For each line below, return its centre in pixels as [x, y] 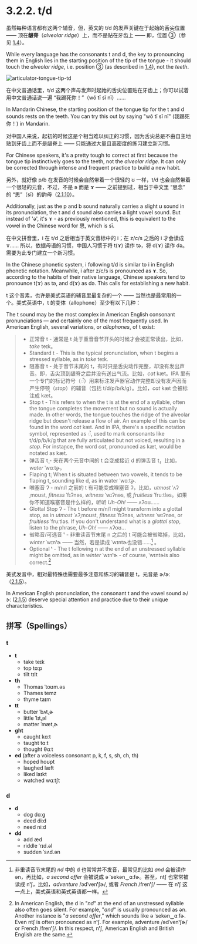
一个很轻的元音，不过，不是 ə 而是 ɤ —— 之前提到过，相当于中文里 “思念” [96, 187]
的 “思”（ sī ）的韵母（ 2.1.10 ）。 [42, 194]
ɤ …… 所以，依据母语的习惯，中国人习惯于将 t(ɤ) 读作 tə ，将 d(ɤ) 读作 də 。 [97, 245]
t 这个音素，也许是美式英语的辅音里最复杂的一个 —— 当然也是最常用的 [91, 295]
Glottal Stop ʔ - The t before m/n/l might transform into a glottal [106, 508]
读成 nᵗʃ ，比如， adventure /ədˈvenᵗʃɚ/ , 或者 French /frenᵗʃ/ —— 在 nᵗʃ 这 [101, 884]
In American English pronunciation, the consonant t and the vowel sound [94, 594]
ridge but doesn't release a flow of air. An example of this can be [107, 420]
